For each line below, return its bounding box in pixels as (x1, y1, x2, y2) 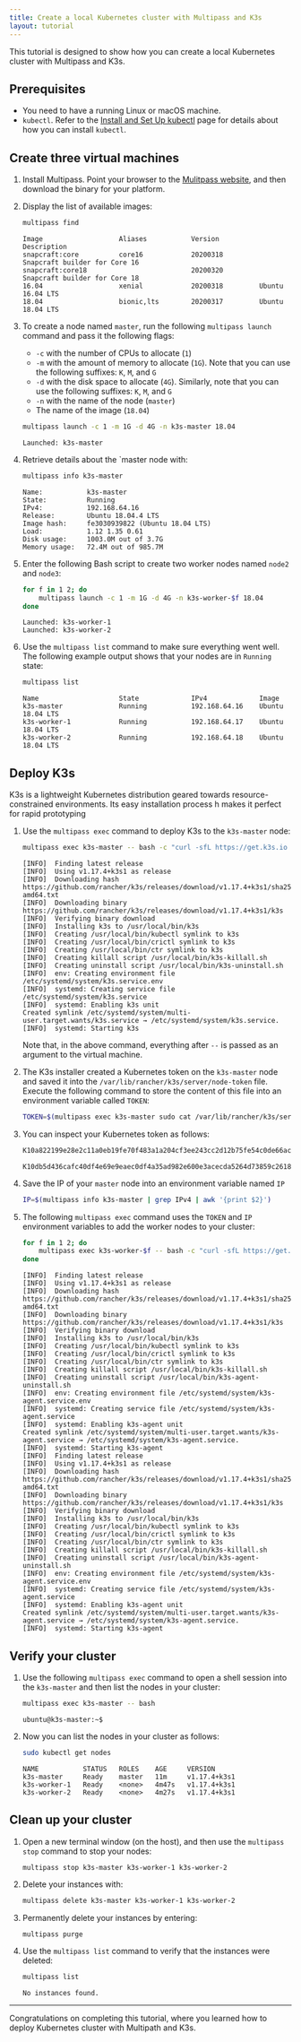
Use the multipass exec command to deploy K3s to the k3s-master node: (21, 826, 291, 836)
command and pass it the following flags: (21, 331, 175, 341)
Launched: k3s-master (21, 438, 103, 447)
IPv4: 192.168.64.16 (21, 503, 140, 512)
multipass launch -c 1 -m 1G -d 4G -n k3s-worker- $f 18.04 (39, 593, 264, 602)
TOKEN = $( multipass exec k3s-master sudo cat (21, 1112, 192, 1121)
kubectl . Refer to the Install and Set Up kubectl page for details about (21, 115, 279, 125)
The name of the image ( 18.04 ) (35, 405, 150, 415)
